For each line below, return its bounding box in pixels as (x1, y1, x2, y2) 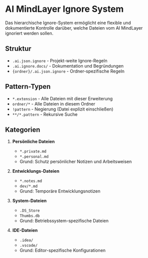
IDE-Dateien (12, 227, 38, 233)
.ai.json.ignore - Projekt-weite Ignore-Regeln (12, 58, 108, 64)
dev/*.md (19, 184, 38, 189)
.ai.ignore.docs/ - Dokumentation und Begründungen (12, 63, 124, 69)
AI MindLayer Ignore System (5, 3, 124, 15)
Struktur (5, 44, 32, 53)
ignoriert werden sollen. (5, 30, 53, 36)
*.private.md (19, 149, 47, 154)
